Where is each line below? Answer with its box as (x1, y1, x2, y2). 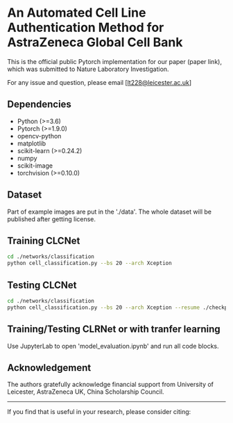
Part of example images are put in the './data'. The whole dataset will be (7, 207, 212, 216)
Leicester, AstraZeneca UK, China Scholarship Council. (7, 388, 164, 396)
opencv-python (17, 131, 62, 140)
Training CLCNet (7, 234, 80, 246)
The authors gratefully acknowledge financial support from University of (7, 381, 214, 389)
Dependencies (7, 99, 71, 111)
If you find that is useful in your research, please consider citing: (7, 408, 191, 416)
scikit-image (17, 161, 53, 170)
